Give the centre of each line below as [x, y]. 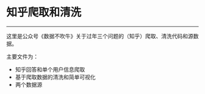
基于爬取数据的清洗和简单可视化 [55, 77]
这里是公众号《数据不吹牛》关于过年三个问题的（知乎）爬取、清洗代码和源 [100, 36]
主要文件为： [22, 56]
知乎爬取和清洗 [44, 12]
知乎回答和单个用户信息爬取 [50, 69]
